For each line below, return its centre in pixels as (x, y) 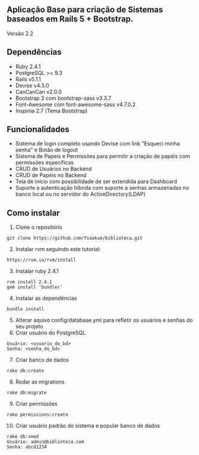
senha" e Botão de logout (47, 150)
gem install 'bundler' (35, 287)
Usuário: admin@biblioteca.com (45, 442)
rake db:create (26, 371)
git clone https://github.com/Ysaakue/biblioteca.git (75, 238)
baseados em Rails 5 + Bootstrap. (70, 19)
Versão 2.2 (20, 33)
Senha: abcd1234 (27, 447)
